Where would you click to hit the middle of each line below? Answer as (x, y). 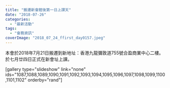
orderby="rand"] (45, 80)
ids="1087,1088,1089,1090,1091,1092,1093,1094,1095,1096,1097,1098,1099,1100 (85, 74)
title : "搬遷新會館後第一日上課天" (38, 10)
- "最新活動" (22, 24)
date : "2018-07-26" (26, 15)
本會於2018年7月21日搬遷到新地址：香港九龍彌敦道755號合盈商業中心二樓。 (84, 53)
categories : (18, 19)
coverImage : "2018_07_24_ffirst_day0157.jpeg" (55, 38)
